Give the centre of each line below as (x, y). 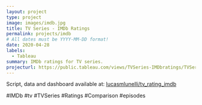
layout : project (26, 12)
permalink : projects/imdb (38, 34)
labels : (16, 51)
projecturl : (21, 67)
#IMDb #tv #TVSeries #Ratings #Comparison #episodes (76, 95)
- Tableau (24, 56)
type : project (24, 17)
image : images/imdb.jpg (36, 23)
